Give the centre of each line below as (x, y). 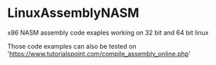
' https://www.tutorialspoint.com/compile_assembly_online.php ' (99, 54)
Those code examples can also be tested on (72, 46)
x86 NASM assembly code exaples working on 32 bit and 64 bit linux (108, 32)
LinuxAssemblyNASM (73, 13)
